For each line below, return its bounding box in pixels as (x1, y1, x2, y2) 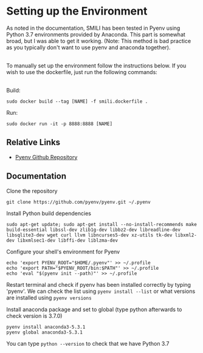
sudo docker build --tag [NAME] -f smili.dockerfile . (6, 98, 148, 105)
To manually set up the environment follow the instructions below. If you (6, 62, 187, 69)
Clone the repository (6, 187, 58, 194)
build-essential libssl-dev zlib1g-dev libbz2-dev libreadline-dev (6, 227, 181, 233)
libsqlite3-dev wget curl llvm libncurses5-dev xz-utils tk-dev (6, 232, 173, 238)
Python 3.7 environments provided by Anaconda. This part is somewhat (6, 30, 185, 38)
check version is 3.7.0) (6, 312, 63, 320)
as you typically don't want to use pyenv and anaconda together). (6, 44, 171, 51)
